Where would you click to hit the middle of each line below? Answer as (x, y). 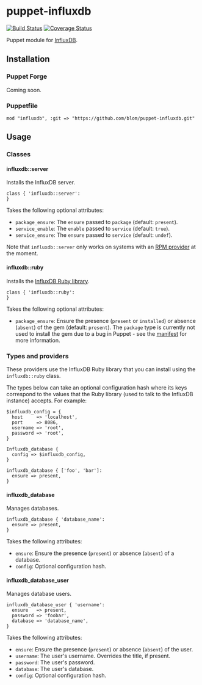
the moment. (22, 253)
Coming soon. (24, 90)
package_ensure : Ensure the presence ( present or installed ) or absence (106, 321)
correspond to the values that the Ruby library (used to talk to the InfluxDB (100, 394)
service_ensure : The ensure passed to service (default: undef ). (94, 235)
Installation (28, 59)
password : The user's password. (55, 662)
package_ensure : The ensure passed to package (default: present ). (96, 222)
